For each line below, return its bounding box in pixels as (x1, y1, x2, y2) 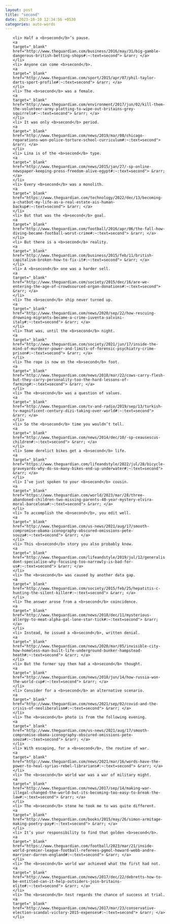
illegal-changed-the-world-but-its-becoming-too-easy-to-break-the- (12, 790, 161, 796)
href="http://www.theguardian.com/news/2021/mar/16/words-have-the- (12, 759, 161, 764)
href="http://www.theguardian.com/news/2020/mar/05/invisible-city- (12, 644, 161, 649)
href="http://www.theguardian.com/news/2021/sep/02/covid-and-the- (12, 701, 158, 707)
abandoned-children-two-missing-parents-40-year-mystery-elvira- (12, 497, 154, 502)
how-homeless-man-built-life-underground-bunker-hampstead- (12, 648, 143, 654)
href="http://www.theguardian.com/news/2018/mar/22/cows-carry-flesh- (12, 373, 165, 378)
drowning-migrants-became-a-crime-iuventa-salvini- (12, 315, 124, 320)
